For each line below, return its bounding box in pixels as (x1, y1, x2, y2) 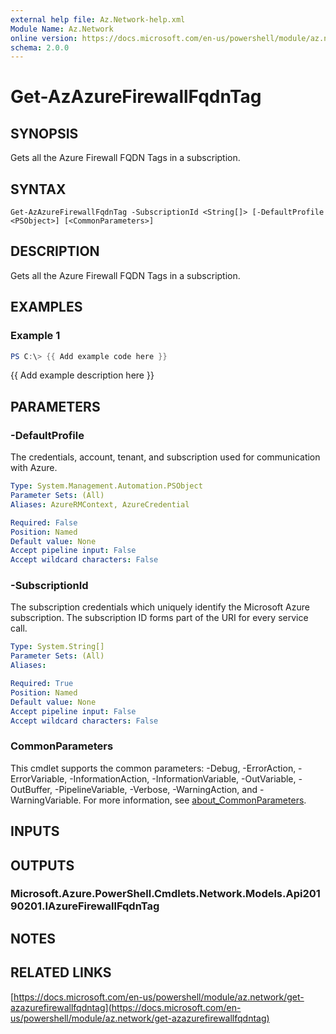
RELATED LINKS (10, 964, 112, 981)
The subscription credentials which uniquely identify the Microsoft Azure (10, 601, 310, 613)
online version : (10, 33, 78, 43)
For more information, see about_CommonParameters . (83, 794, 307, 806)
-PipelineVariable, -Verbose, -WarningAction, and (54, 783, 258, 795)
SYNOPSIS (10, 125, 79, 142)
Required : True (10, 679, 74, 689)
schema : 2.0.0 (10, 42, 70, 53)
